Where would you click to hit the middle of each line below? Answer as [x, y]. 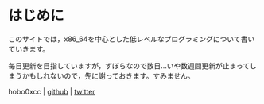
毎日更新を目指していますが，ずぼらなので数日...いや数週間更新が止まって [129, 65]
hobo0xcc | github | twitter [52, 91]
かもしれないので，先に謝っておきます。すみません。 [108, 75]
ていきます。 [29, 48]
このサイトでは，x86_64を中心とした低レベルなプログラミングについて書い [132, 39]
